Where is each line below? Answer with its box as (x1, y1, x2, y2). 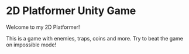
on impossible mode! (6, 41, 57, 48)
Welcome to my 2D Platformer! (6, 23, 80, 31)
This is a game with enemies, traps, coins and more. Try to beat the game (6, 35, 183, 42)
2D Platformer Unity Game (6, 4, 136, 18)
